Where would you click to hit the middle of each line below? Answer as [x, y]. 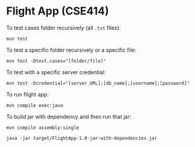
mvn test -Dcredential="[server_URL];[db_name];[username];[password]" [98, 83]
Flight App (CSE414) [58, 11]
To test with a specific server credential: [56, 72]
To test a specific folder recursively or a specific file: [71, 50]
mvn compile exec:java [35, 105]
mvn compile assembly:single [43, 128]
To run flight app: [28, 94]
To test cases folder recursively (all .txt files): [63, 28]
